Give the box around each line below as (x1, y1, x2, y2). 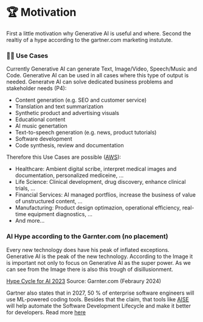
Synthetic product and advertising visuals (15, 110, 120, 117)
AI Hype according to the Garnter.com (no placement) (6, 233, 168, 241)
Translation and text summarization (15, 103, 104, 110)
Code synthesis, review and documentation (15, 142, 124, 149)
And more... (15, 217, 45, 225)
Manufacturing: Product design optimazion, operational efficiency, (15, 204, 181, 211)
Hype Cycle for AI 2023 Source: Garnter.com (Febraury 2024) (6, 277, 162, 284)
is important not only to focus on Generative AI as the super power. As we (6, 259, 191, 266)
